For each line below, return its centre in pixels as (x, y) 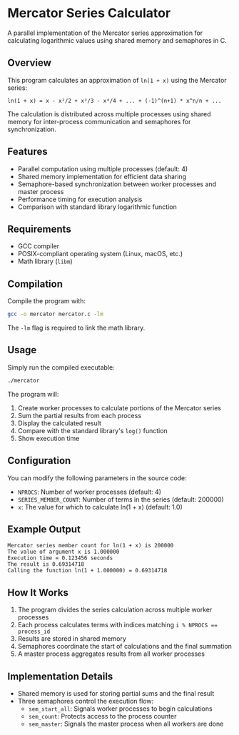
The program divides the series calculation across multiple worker (115, 610)
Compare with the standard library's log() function (92, 430)
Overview (30, 63)
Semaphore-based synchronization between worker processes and (117, 184)
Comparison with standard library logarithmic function (97, 207)
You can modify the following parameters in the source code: (97, 478)
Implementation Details (60, 676)
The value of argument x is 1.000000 (63, 552)
